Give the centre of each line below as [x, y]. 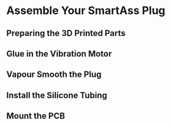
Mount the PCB [36, 116]
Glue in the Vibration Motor [59, 53]
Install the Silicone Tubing [57, 95]
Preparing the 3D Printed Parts [66, 33]
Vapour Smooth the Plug [54, 75]
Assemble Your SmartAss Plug [86, 11]
